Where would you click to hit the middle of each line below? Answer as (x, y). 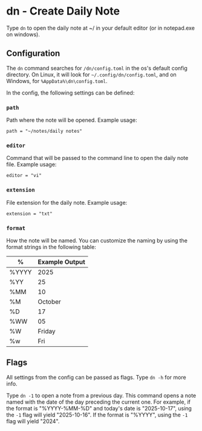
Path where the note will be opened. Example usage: (72, 120)
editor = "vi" (24, 176)
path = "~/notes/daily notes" (44, 132)
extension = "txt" (29, 213)
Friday (47, 331)
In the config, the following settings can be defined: (70, 93)
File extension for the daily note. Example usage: (67, 202)
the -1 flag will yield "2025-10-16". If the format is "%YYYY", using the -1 (97, 415)
